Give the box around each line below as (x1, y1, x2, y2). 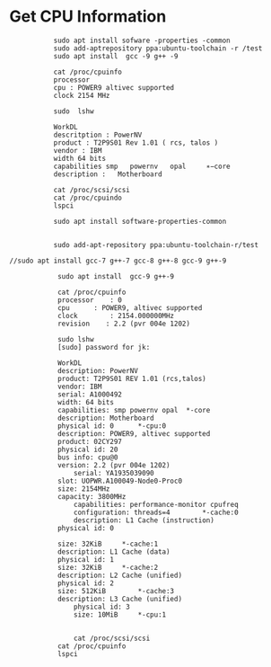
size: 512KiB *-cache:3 (57, 586, 175, 595)
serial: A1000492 (57, 389, 123, 399)
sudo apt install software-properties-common (53, 217, 227, 226)
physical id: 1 (57, 555, 115, 564)
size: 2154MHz (57, 484, 110, 494)
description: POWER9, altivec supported (57, 429, 211, 438)
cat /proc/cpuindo (53, 193, 123, 202)
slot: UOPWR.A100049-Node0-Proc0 (57, 476, 182, 485)
